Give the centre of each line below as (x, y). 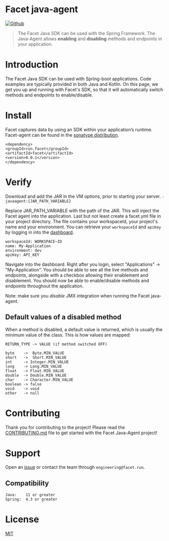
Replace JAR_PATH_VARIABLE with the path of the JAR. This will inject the (82, 211)
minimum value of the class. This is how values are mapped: (68, 335)
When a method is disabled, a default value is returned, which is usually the (84, 329)
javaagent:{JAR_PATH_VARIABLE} (38, 201)
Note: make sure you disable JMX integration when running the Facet (78, 295)
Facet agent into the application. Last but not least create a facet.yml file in (83, 216)
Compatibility (27, 483)
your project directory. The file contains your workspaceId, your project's (81, 221)
